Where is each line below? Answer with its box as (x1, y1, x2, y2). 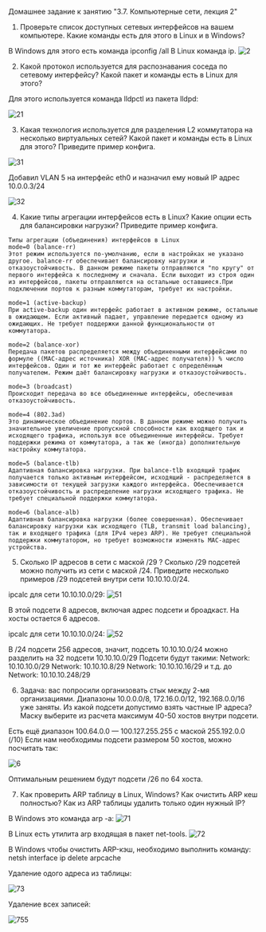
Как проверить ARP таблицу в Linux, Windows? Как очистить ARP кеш (19, 790, 258, 799)
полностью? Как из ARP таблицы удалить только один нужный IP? (19, 798, 245, 808)
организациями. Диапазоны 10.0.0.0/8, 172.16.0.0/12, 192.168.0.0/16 (19, 694, 245, 703)
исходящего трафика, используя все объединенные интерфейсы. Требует (8, 432, 244, 440)
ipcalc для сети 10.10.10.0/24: (8, 630, 105, 638)
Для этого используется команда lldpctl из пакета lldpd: (8, 94, 199, 103)
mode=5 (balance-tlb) (8, 460, 80, 468)
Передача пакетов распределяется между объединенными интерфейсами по (8, 348, 248, 356)
